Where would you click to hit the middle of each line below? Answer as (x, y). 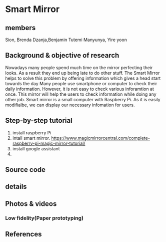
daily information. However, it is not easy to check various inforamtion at (79, 89)
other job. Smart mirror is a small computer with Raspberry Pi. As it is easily (83, 99)
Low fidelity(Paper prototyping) (44, 218)
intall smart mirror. (31, 138)
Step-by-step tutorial (39, 120)
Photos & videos (31, 204)
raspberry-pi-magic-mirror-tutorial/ (49, 143)
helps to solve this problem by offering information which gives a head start (83, 78)
